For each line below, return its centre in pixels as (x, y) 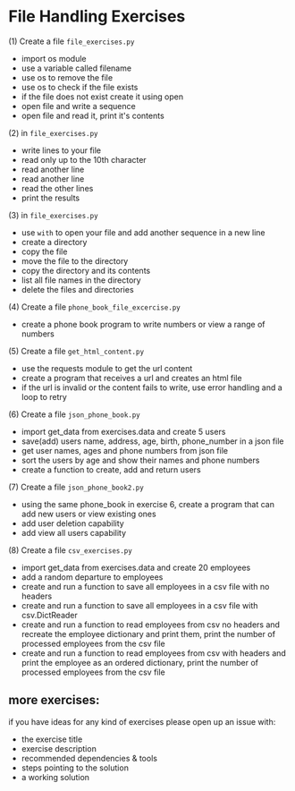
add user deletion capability (72, 523)
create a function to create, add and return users (111, 469)
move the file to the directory (75, 260)
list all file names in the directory (81, 280)
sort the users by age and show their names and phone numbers (140, 460)
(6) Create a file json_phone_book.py (74, 414)
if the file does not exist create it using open (102, 97)
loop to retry (44, 396)
